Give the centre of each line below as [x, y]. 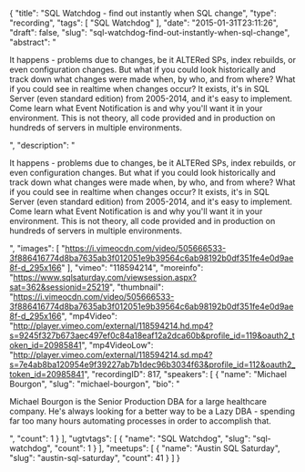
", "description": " [42, 145]
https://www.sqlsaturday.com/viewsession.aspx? [105, 277]
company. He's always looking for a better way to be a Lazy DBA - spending [152, 411]
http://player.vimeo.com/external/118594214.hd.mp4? [113, 326]
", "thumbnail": [136, 287]
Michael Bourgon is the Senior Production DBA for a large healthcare [138, 401]
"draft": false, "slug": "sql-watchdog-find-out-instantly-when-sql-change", [150, 32]
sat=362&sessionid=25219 [60, 287]
